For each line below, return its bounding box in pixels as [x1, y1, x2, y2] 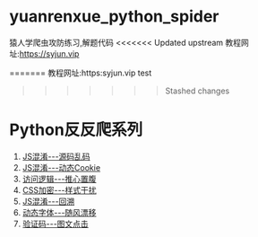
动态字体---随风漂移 [21, 206, 97, 217]
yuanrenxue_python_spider [9, 6, 219, 27]
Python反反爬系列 [9, 119, 143, 140]
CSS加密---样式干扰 [21, 184, 97, 195]
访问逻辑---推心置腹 [21, 173, 97, 184]
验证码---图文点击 [21, 218, 90, 229]
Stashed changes [165, 85, 230, 96]
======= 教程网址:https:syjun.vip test [9, 67, 152, 78]
